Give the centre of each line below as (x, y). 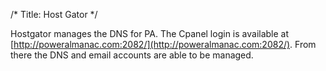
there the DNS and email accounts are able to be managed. (132, 55)
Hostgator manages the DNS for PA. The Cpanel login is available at (150, 33)
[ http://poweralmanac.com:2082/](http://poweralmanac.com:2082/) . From (163, 44)
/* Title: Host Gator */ (54, 14)
